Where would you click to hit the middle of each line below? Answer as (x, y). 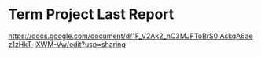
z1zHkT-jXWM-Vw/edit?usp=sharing (67, 44)
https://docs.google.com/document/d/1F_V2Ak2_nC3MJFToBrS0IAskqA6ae (130, 36)
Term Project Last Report (91, 14)
